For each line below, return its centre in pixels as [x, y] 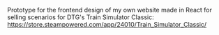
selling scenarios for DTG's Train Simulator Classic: [81, 17]
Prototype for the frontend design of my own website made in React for [110, 10]
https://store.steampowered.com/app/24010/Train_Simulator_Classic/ [107, 24]
